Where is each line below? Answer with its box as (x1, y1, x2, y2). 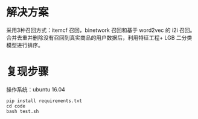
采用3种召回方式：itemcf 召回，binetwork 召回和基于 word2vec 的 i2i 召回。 (6, 26, 196, 34)
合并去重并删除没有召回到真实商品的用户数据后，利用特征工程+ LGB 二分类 (6, 34, 193, 41)
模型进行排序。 (6, 41, 43, 49)
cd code (6, 103, 26, 109)
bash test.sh (6, 108, 39, 114)
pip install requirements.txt (6, 97, 83, 104)
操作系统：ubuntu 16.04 (6, 85, 65, 93)
